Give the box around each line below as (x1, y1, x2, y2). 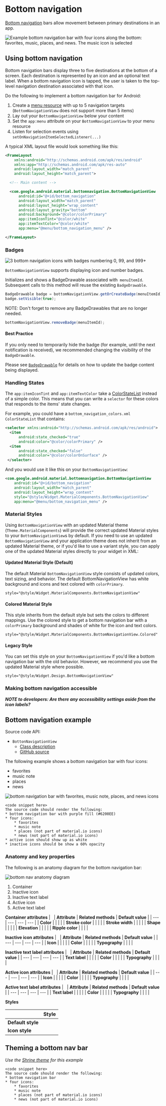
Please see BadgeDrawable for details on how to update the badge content (5, 362, 155, 368)
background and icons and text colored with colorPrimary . (5, 581, 124, 587)
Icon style (7, 1027, 32, 1034)
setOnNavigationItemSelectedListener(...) (12, 134, 101, 139)
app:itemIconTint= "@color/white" (18, 216, 87, 222)
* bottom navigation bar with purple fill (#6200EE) (5, 811, 116, 816)
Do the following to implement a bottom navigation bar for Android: (5, 92, 141, 98)
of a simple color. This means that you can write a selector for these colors (5, 396, 159, 402)
